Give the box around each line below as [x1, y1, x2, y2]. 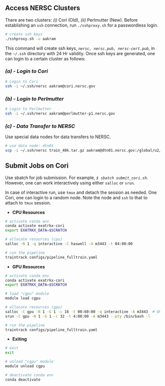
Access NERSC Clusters [5, 4, 81, 12]
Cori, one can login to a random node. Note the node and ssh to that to [5, 194, 148, 201]
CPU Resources [12, 209, 45, 215]
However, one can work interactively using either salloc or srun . [5, 179, 135, 186]
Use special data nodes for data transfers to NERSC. [5, 134, 111, 140]
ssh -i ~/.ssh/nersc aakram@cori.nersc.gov [5, 84, 96, 89]
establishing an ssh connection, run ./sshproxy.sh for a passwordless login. [5, 22, 159, 28]
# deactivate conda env [5, 372, 54, 378]
